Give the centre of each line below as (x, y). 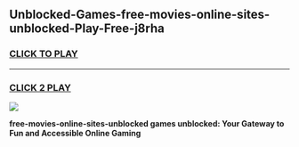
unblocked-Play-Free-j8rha (87, 29)
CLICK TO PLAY (44, 54)
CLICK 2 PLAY (40, 87)
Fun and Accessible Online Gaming (75, 133)
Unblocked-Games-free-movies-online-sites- (140, 15)
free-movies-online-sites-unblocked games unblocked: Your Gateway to (147, 123)
